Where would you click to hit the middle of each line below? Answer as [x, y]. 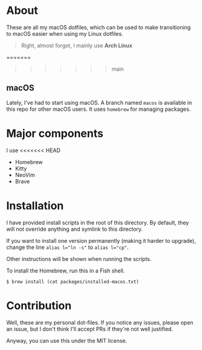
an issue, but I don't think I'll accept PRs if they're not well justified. [90, 329]
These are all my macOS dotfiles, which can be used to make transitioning [99, 27]
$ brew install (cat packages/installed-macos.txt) [73, 282]
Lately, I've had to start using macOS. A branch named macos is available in [99, 102]
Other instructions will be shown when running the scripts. [79, 259]
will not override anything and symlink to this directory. [75, 229]
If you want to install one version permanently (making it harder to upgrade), [101, 240]
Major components [55, 133]
